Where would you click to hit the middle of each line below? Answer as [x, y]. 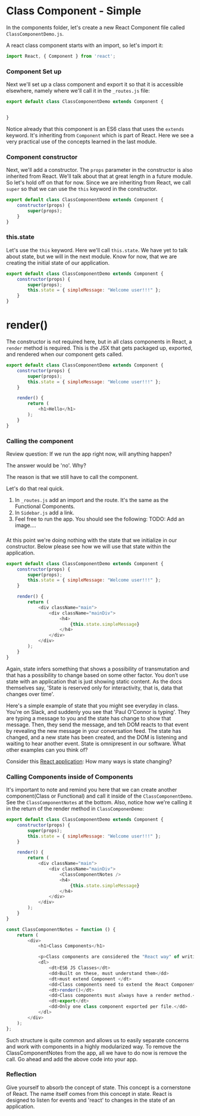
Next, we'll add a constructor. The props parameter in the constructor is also [99, 170]
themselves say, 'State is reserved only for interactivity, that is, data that [95, 688]
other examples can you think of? [47, 750]
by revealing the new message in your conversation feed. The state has [94, 731]
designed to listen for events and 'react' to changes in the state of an [91, 1100]
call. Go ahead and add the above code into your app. [72, 1059]
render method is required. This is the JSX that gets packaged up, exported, [99, 348]
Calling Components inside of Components [70, 776]
